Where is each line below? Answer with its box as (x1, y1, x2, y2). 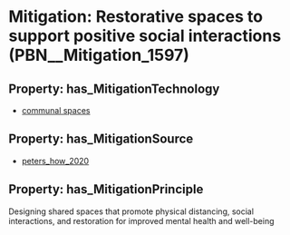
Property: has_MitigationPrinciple (8, 181, 204, 197)
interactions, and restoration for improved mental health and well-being (8, 215, 275, 226)
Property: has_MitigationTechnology (8, 81, 220, 96)
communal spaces (21, 105, 91, 115)
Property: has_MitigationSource (8, 132, 194, 147)
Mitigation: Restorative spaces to (8, 6, 264, 27)
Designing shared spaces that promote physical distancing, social (8, 206, 255, 217)
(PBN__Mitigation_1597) (8, 45, 189, 65)
